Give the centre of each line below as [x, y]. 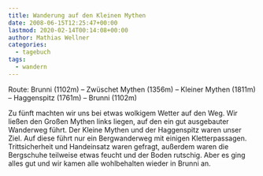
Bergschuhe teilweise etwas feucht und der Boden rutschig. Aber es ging [127, 155]
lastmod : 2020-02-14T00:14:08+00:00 [68, 30]
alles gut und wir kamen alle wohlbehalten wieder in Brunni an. [109, 163]
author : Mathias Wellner [49, 37]
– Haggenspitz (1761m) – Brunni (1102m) [73, 97]
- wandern [31, 67]
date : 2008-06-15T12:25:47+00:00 [63, 23]
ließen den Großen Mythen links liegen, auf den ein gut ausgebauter [119, 121]
